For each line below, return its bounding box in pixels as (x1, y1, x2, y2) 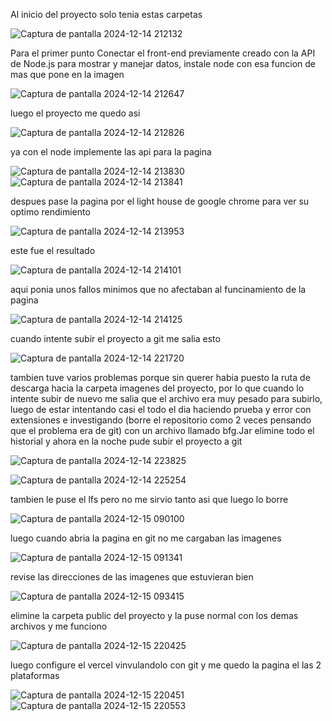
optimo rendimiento (10, 206, 91, 218)
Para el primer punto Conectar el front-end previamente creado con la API (10, 47, 316, 59)
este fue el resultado (10, 245, 96, 256)
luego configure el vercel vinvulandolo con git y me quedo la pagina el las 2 (10, 659, 322, 671)
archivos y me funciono (10, 620, 108, 632)
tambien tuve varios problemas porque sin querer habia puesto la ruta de (10, 372, 311, 383)
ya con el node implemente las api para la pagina (10, 146, 212, 158)
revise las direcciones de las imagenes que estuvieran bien (10, 571, 254, 583)
